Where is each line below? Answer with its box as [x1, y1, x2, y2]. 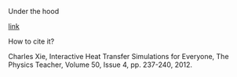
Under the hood [8, 7, 60, 16]
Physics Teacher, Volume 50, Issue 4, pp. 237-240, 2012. [8, 60, 193, 69]
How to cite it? [8, 37, 55, 46]
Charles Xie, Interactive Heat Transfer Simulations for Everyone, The [8, 52, 229, 61]
